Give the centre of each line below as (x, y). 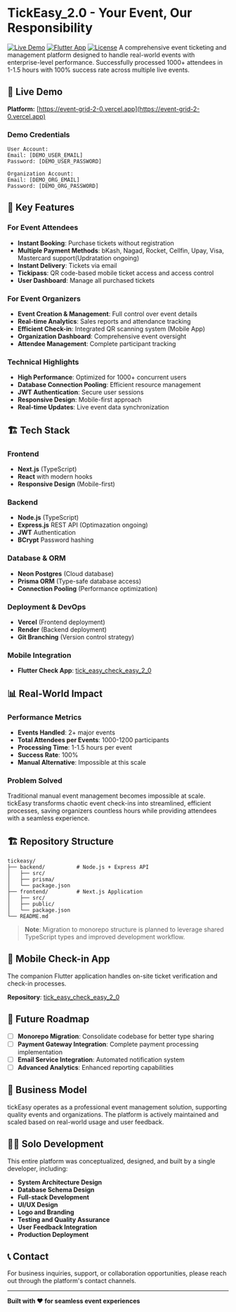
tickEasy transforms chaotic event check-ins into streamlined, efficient (109, 803)
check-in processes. (37, 983)
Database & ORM (37, 559)
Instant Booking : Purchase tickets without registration (96, 243)
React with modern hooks (55, 477)
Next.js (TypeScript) (47, 469)
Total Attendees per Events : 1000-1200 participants (93, 739)
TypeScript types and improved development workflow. (105, 937)
